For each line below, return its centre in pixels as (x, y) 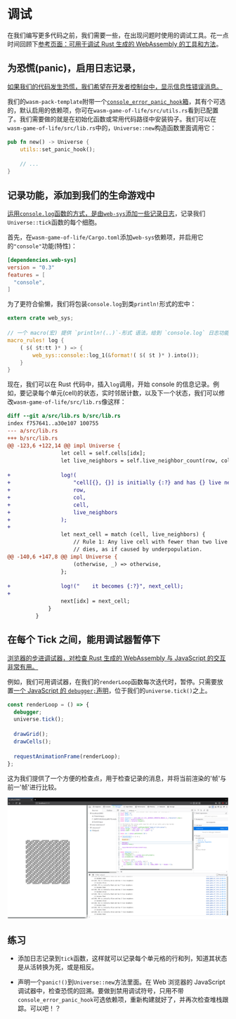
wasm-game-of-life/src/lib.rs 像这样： (70, 402)
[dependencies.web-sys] (42, 260)
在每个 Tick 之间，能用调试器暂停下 (84, 640)
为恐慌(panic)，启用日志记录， (74, 68)
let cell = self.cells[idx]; (103, 453)
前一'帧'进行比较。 (34, 787)
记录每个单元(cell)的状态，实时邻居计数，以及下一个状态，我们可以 (122, 393)
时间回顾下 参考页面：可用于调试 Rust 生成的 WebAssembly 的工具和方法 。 (115, 44)
